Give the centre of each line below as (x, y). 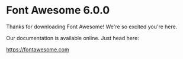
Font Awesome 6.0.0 (58, 10)
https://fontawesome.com (38, 49)
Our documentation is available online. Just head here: (73, 38)
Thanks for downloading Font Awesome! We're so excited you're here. (92, 27)
